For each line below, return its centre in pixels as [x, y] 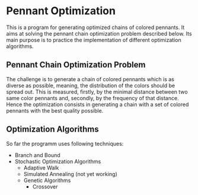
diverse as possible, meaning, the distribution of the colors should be [91, 85]
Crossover [45, 186]
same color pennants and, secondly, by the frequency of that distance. [92, 98]
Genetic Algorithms [47, 180]
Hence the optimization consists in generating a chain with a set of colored [98, 104]
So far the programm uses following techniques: [65, 143]
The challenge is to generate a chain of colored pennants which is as [90, 79]
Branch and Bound [37, 155]
